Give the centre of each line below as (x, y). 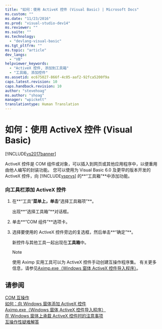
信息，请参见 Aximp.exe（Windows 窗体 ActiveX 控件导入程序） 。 (76, 268)
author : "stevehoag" (26, 91)
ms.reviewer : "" (21, 28)
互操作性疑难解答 (22, 322)
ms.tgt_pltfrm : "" (24, 46)
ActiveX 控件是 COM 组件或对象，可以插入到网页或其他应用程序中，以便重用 (81, 164)
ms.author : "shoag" (25, 95)
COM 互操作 (17, 298)
